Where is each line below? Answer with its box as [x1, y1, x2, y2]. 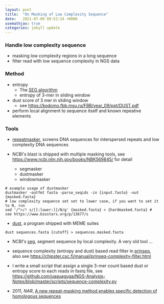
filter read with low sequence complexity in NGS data [12, 58, 120, 64]
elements [12, 113, 31, 119]
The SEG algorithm [19, 87, 58, 92]
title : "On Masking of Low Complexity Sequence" [5, 12, 109, 17]
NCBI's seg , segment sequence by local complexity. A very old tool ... [12, 239, 153, 244]
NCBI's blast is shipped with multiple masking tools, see [12, 151, 125, 157]
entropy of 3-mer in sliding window [19, 92, 91, 98]
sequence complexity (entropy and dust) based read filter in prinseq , [12, 248, 151, 254]
